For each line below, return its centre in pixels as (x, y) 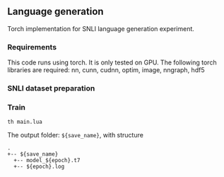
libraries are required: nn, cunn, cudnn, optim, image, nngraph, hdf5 (106, 70)
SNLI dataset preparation (51, 88)
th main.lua (25, 122)
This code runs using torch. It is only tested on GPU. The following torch (112, 62)
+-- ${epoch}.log (39, 167)
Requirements (32, 47)
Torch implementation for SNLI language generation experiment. (101, 28)
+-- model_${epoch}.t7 (47, 161)
